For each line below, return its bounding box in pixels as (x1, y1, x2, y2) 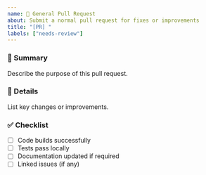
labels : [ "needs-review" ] (7, 30, 83, 37)
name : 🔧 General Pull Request (7, 10, 96, 18)
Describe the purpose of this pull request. (7, 69, 128, 77)
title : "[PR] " (7, 23, 52, 30)
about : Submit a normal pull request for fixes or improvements (7, 17, 200, 24)
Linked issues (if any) (17, 160, 79, 169)
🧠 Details (7, 86, 39, 96)
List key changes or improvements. (7, 103, 109, 111)
